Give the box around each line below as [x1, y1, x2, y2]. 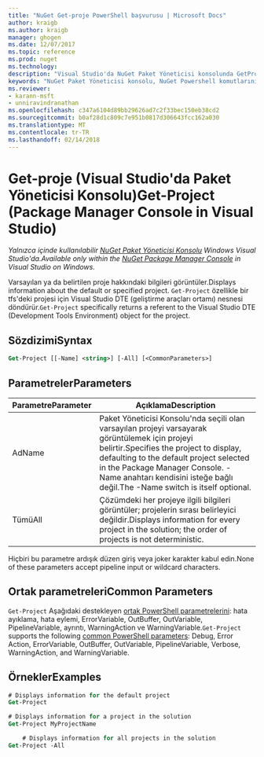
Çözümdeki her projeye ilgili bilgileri [99, 494, 231, 505]
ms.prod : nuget [8, 56, 58, 64]
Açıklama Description [135, 399, 216, 410]
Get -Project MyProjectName [8, 720, 97, 728]
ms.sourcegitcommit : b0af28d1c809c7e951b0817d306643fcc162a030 [8, 114, 220, 122]
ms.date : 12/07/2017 [8, 41, 76, 49]
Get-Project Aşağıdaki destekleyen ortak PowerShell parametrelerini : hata [8, 606, 248, 616]
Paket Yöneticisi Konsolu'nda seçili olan [99, 413, 245, 424]
